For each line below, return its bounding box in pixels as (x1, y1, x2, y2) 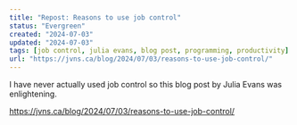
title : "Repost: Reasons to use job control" (9, 12, 181, 22)
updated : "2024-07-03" (9, 37, 94, 47)
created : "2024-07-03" (9, 29, 94, 38)
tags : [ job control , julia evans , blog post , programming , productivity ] (9, 46, 290, 55)
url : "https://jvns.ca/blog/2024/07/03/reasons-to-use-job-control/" (9, 54, 274, 63)
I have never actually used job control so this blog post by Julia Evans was (9, 79, 283, 89)
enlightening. (9, 88, 58, 99)
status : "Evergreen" (9, 21, 87, 30)
